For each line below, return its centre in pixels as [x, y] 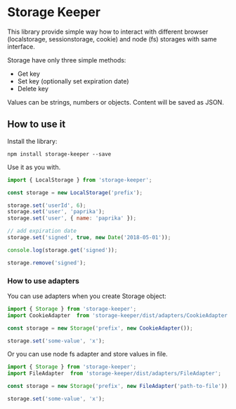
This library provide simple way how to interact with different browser [108, 32]
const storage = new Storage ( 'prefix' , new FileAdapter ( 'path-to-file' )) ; [119, 387]
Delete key [33, 88]
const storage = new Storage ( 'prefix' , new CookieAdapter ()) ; [100, 328]
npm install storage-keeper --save [59, 154]
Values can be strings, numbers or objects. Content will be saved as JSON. [116, 102]
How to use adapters [43, 281]
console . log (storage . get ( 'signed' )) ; [63, 250]
